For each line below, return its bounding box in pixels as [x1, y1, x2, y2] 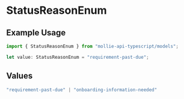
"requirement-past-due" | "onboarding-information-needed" [6, 86, 158, 93]
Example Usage [6, 28, 66, 38]
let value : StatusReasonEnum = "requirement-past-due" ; [6, 54, 149, 60]
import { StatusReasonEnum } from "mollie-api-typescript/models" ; [6, 43, 179, 49]
